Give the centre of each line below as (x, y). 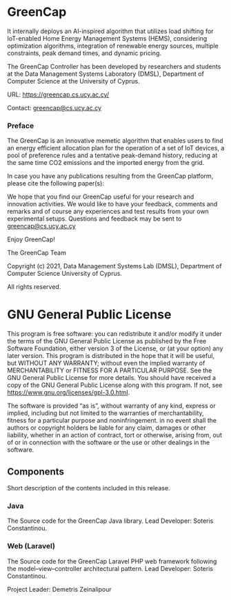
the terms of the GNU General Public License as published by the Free (107, 341)
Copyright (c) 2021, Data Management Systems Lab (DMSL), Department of (114, 266)
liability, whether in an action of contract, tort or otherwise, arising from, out (115, 435)
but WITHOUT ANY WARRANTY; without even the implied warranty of (106, 363)
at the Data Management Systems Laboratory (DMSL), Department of (106, 74)
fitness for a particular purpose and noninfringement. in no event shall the (112, 421)
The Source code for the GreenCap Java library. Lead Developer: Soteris (110, 521)
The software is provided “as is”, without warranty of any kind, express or (111, 406)
